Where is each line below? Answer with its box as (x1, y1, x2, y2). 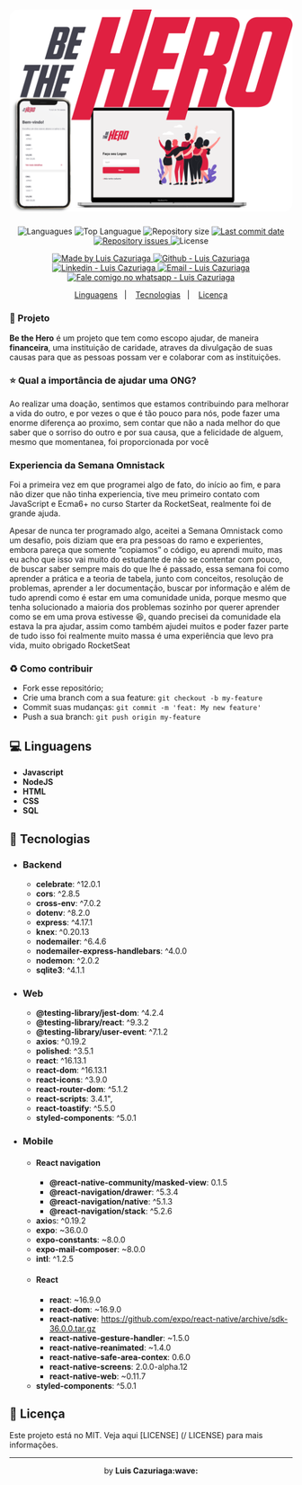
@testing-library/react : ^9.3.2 (35, 1017, 149, 1028)
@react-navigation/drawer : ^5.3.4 (49, 1187, 179, 1197)
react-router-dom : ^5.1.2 (35, 1084, 129, 1095)
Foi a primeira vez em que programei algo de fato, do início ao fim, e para (9, 479, 281, 490)
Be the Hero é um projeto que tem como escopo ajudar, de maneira (9, 333, 259, 343)
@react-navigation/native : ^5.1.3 (49, 1196, 173, 1207)
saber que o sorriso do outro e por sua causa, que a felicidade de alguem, (9, 427, 284, 438)
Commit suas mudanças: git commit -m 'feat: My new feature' (22, 702, 262, 713)
